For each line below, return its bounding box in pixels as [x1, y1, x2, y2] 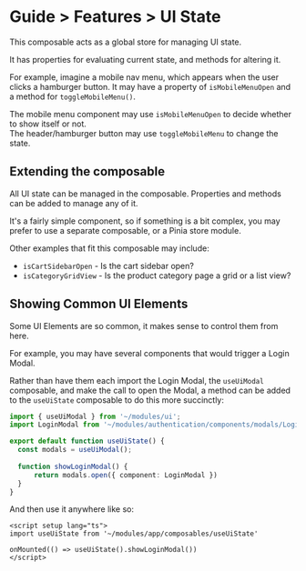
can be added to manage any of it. [9, 197, 138, 208]
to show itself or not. [9, 118, 87, 129]
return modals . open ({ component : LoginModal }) [33, 470, 219, 479]
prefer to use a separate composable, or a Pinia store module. [9, 225, 241, 235]
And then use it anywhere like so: [9, 504, 135, 515]
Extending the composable [9, 164, 166, 179]
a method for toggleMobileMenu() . [9, 91, 137, 102]
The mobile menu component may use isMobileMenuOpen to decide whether [9, 108, 292, 119]
